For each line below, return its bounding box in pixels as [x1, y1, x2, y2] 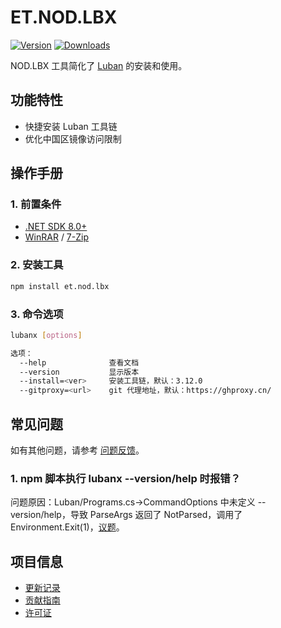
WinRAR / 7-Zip [24, 231, 89, 243]
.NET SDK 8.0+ [24, 221, 88, 233]
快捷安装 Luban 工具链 [24, 120, 118, 132]
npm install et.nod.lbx [10, 281, 110, 291]
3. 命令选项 [10, 307, 64, 321]
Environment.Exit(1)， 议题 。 [10, 521, 125, 533]
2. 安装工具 [10, 258, 64, 272]
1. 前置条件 [10, 197, 62, 211]
